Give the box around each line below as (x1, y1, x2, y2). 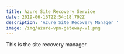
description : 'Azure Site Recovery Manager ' (6, 19, 119, 25)
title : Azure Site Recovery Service (6, 8, 95, 15)
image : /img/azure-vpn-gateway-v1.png (6, 25, 101, 31)
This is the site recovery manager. (6, 41, 88, 48)
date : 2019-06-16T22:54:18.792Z (6, 14, 85, 20)
